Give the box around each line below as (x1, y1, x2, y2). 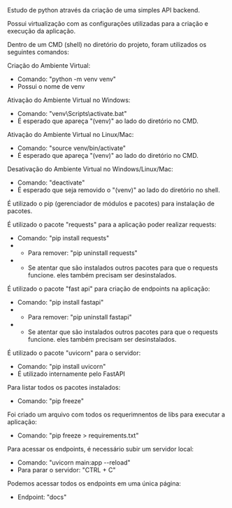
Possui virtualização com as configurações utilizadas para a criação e (7, 20, 208, 27)
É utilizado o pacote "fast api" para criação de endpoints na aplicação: (7, 284, 210, 293)
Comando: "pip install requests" (17, 234, 110, 242)
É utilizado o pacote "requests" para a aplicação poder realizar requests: (7, 220, 217, 228)
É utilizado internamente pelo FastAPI (17, 370, 126, 378)
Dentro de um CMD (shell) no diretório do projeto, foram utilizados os (7, 41, 207, 48)
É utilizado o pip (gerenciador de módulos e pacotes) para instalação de (7, 199, 215, 208)
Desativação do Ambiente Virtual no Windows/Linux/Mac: (7, 165, 173, 173)
